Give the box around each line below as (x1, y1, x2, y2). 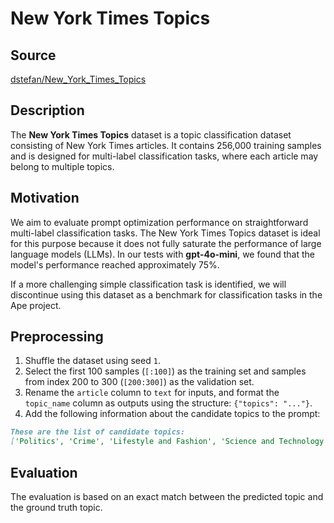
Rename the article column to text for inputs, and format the (24, 387, 280, 399)
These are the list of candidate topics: (10, 427, 186, 437)
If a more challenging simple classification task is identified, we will (10, 278, 287, 290)
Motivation (10, 190, 80, 207)
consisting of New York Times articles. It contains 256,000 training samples (10, 139, 322, 151)
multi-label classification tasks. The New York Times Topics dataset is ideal (10, 227, 321, 239)
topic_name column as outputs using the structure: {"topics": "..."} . (24, 397, 313, 409)
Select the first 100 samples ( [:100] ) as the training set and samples (24, 365, 307, 377)
